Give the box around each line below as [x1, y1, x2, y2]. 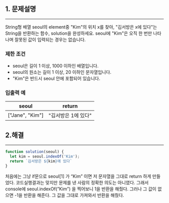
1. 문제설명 [5, 5, 36, 14]
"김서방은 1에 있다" [48, 112, 92, 119]
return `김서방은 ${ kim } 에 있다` [10, 159, 72, 164]
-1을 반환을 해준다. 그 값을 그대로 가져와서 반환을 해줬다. [14, 192, 124, 198]
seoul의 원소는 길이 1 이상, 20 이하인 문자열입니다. [12, 69, 112, 75]
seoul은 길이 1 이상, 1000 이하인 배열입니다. [12, 63, 99, 69]
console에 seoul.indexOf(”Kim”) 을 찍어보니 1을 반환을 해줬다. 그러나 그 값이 [5, 186, 157, 192]
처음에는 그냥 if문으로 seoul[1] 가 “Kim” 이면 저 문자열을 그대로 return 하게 [5, 173, 151, 179]
